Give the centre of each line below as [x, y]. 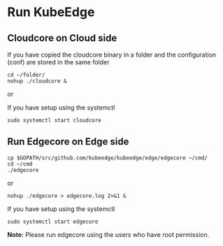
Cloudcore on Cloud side [62, 38]
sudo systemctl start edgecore [53, 222]
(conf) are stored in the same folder [58, 62]
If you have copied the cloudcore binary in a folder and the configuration [112, 55]
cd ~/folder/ [26, 75]
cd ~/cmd [20, 164]
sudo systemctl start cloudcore [54, 120]
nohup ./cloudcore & [37, 81]
